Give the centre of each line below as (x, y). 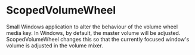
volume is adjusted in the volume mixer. (55, 46)
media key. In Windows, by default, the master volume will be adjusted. (93, 33)
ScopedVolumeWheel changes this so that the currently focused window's (98, 39)
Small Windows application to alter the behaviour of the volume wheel (92, 27)
